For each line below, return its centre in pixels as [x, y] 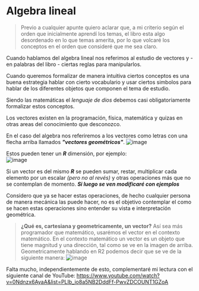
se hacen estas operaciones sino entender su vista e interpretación [89, 208]
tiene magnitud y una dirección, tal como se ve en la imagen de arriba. [107, 245]
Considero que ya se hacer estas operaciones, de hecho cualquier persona [98, 195]
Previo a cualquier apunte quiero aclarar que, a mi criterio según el [102, 27]
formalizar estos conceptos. [40, 106]
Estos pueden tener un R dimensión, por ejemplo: [67, 154]
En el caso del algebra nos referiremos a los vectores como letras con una [97, 136]
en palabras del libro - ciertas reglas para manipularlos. [74, 64]
